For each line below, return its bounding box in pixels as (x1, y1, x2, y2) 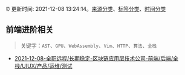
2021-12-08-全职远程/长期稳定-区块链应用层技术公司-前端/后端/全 (14, 54, 179, 62)
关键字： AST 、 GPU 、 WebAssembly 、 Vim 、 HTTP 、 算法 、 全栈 (20, 42, 157, 49)
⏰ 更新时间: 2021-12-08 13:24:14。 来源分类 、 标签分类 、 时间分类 (5, 5, 166, 12)
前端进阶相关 (5, 25, 54, 35)
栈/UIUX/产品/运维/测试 (14, 62, 73, 70)
